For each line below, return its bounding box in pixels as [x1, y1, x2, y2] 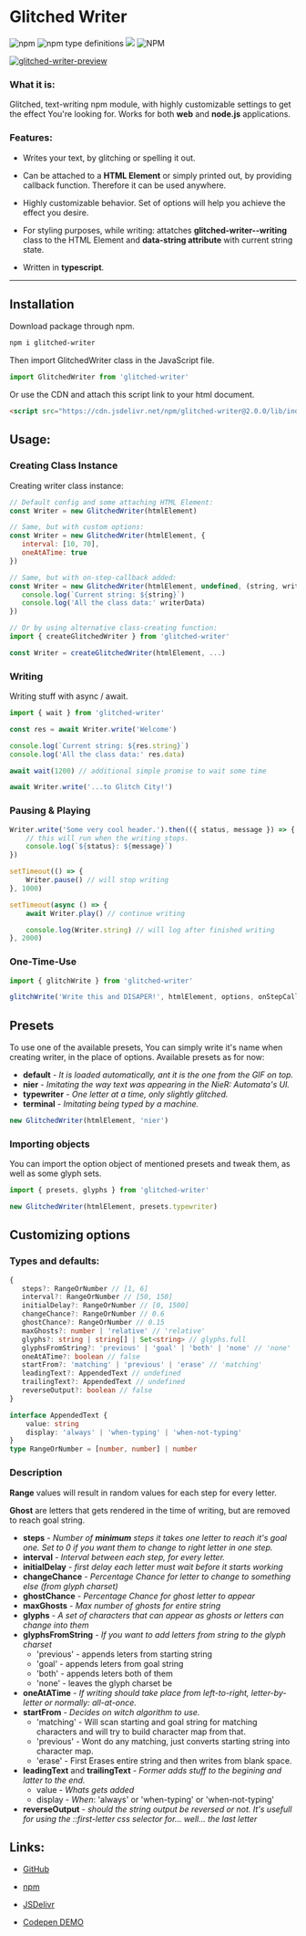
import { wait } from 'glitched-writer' [9, 709, 166, 718]
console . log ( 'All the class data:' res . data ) [9, 750, 185, 759]
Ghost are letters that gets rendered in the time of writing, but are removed [9, 1504, 291, 1515]
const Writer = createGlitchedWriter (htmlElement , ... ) [9, 648, 226, 658]
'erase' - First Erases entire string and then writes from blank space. [36, 1754, 292, 1766]
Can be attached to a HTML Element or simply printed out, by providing [22, 170, 292, 181]
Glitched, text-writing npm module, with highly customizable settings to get [9, 99, 291, 110]
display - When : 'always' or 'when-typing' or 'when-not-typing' [36, 1794, 275, 1805]
